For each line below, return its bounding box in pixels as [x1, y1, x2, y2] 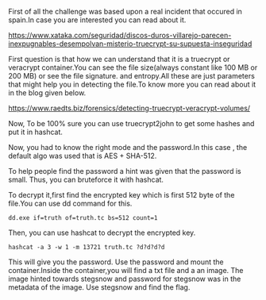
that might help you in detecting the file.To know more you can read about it [8, 79, 256, 89]
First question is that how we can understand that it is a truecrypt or [8, 55, 230, 63]
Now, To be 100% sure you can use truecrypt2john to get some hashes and [8, 119, 255, 128]
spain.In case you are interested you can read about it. [8, 15, 187, 25]
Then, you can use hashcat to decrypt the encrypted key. [8, 228, 196, 237]
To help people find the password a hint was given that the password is [8, 167, 241, 175]
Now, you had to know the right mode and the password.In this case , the [8, 143, 248, 152]
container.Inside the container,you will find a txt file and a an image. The [8, 266, 244, 275]
